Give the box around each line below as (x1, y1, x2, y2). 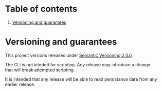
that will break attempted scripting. (5, 67, 75, 73)
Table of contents (5, 3, 78, 15)
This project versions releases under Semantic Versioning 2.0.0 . (5, 52, 133, 58)
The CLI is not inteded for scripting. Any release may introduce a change (5, 61, 151, 67)
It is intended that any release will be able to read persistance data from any (5, 76, 157, 82)
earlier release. (5, 81, 36, 87)
